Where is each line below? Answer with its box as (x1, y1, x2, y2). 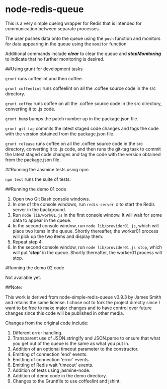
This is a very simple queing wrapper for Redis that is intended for (5, 20, 142, 26)
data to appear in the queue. (12, 217, 71, 223)
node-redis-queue (5, 4, 84, 15)
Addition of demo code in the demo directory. (12, 372, 107, 378)
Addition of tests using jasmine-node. (12, 367, 91, 373)
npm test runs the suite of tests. (5, 176, 71, 182)
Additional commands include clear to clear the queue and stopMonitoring (5, 51, 161, 57)
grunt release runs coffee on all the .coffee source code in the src (5, 140, 143, 147)
